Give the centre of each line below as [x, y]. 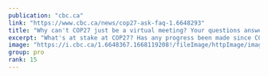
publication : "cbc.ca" [46, 15]
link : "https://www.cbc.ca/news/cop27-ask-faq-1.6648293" [106, 23]
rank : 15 [23, 60]
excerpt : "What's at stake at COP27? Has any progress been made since [130, 38]
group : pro [26, 52]
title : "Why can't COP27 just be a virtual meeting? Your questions [124, 30]
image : [19, 45]
